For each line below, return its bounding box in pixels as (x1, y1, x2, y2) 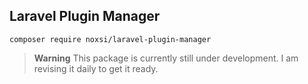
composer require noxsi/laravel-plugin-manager (9, 34, 212, 44)
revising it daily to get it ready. (33, 62, 159, 74)
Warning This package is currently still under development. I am (33, 52, 299, 64)
